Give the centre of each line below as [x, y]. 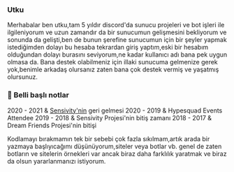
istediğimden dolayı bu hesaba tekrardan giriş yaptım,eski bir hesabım [108, 48]
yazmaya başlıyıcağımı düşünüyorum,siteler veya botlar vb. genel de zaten [115, 146]
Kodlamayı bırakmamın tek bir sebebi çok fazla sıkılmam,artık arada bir [109, 138]
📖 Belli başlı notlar [38, 95]
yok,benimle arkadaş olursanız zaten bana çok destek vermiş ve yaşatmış [113, 70]
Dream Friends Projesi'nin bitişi [52, 125]
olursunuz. [23, 77]
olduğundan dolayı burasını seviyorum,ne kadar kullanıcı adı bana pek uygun [117, 55]
